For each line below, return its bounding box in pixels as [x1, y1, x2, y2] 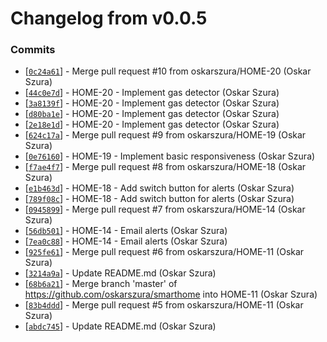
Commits [10, 43, 56, 57]
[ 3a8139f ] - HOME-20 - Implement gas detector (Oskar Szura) [24, 97, 280, 109]
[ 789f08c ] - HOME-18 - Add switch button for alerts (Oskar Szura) [24, 193, 295, 205]
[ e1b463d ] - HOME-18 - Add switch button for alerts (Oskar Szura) [24, 182, 295, 194]
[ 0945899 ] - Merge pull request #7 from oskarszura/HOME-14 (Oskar [24, 203, 306, 216]
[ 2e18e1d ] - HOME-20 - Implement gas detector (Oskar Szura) [24, 118, 280, 131]
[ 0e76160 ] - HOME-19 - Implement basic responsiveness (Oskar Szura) [24, 150, 316, 162]
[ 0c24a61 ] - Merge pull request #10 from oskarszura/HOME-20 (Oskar [24, 65, 312, 77]
